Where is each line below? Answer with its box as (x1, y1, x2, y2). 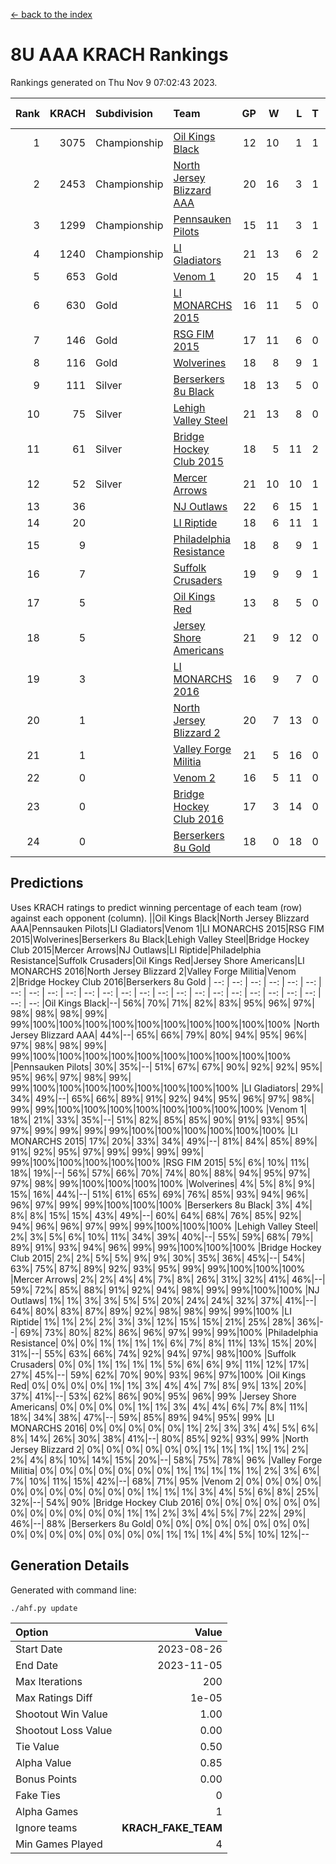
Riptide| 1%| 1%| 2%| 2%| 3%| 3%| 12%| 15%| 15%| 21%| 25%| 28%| (10, 1315, 295, 1328)
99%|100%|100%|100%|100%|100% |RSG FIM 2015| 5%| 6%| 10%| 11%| (10, 1156, 310, 1168)
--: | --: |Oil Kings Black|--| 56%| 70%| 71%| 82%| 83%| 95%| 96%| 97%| (10, 997, 315, 1009)
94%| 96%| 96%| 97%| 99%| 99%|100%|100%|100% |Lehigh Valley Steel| (10, 1220, 319, 1232)
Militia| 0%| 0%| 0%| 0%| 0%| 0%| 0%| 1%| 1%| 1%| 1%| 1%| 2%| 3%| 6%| (10, 1464, 320, 1476)
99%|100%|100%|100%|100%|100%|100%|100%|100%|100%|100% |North (10, 1018, 320, 1030)
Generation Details (10, 1557, 130, 1574)
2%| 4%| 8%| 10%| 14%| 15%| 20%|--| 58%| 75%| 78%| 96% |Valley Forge (10, 1454, 323, 1466)
